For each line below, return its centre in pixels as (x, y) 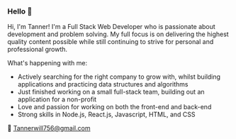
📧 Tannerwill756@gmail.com (49, 128)
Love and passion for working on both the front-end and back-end (114, 107)
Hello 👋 (20, 11)
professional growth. (38, 50)
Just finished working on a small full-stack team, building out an (111, 92)
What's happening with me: (47, 63)
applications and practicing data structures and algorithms (103, 84)
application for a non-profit (57, 99)
